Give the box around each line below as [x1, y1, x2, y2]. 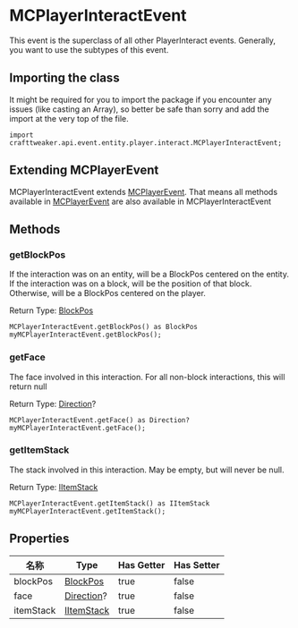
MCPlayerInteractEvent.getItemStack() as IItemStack [9, 498, 210, 508]
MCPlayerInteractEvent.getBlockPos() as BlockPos [9, 323, 199, 332]
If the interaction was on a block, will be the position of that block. [9, 278, 252, 289]
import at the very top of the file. [9, 113, 129, 123]
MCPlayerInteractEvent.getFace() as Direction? [9, 415, 191, 425]
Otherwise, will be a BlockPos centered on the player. [9, 288, 206, 299]
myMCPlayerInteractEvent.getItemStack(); [9, 506, 166, 515]
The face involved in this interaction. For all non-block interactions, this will [9, 371, 285, 382]
